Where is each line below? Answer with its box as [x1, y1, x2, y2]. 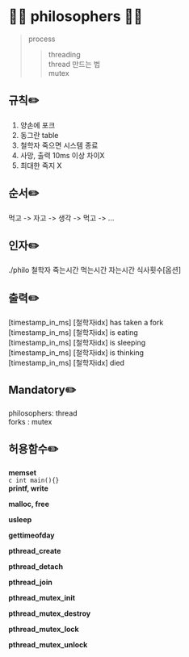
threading [48, 49, 81, 59]
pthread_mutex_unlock [8, 639, 88, 649]
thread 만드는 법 [48, 59, 101, 69]
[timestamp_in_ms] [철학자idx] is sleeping [8, 338, 146, 348]
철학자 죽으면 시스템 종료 [19, 140, 99, 150]
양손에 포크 [19, 120, 56, 130]
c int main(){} [8, 476, 60, 484]
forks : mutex [8, 417, 52, 426]
